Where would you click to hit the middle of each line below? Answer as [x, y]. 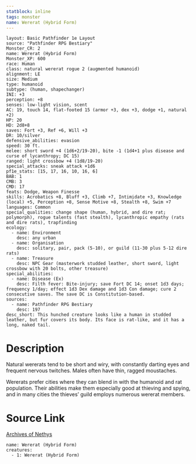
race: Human [20, 64]
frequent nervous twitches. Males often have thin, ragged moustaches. [92, 371]
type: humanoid [25, 85]
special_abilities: [30, 274]
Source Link [36, 418]
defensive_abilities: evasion [43, 141]
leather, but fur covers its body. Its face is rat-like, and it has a [95, 320]
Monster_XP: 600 [26, 59]
